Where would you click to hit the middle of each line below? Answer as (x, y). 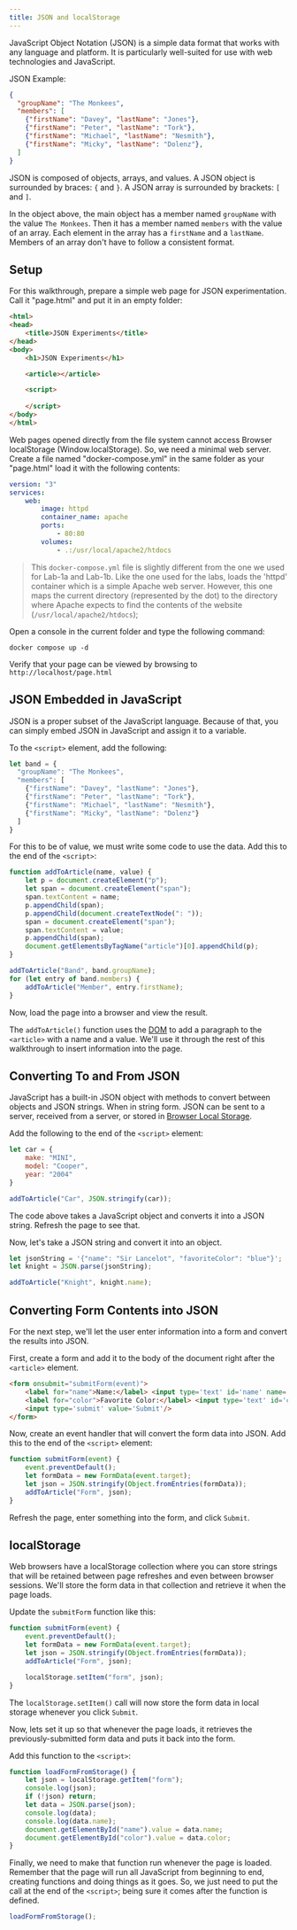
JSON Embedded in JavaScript (95, 700)
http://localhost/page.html (61, 673)
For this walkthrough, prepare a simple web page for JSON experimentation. (148, 291)
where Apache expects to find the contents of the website (137, 604)
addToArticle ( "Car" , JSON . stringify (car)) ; (91, 1198)
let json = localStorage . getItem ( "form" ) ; (104, 1780)
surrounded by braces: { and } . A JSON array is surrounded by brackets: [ (145, 187)
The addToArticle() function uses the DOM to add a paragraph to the (136, 1030)
